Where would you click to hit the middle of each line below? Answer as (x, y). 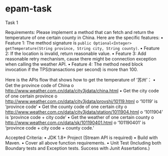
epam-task (29, 9)
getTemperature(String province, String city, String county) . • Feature (82, 48)
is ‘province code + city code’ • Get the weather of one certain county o (79, 117)
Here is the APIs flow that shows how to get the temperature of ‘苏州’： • (80, 79)
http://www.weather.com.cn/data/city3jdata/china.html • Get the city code (82, 90)
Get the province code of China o (40, 85)
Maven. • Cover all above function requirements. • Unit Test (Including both (83, 142)
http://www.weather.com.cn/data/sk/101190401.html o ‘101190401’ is (75, 122)
